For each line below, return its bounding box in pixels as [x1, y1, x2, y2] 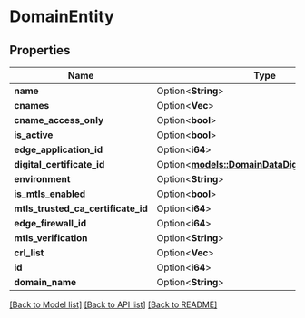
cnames [14, 100, 50, 111]
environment [14, 173, 71, 185]
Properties [9, 43, 71, 58]
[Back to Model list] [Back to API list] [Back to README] [9, 299, 218, 310]
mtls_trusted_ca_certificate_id [14, 202, 148, 215]
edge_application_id [14, 143, 103, 156]
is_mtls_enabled [14, 188, 86, 200]
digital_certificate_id [14, 159, 105, 170]
